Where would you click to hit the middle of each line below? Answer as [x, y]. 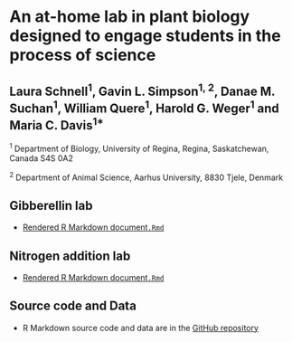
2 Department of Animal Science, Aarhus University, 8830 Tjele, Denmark [146, 176]
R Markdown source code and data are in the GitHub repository [141, 328]
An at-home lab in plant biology [130, 17]
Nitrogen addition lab [70, 256]
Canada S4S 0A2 [42, 158]
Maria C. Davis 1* [57, 124]
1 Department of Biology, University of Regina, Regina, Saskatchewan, [139, 148]
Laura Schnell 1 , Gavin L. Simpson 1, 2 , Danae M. [142, 90]
